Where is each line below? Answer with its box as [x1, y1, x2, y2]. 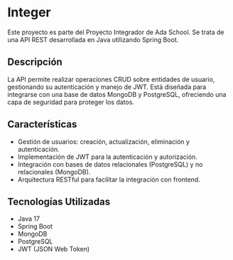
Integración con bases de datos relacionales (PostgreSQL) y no [17, 160, 203, 168]
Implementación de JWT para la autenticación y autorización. [17, 152, 197, 161]
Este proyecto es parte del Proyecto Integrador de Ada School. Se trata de [7, 28, 225, 36]
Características [7, 118, 77, 130]
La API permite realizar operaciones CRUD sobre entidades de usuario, [7, 75, 215, 83]
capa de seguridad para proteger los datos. [7, 98, 135, 106]
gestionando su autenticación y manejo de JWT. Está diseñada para [7, 83, 207, 91]
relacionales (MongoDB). [17, 167, 91, 176]
